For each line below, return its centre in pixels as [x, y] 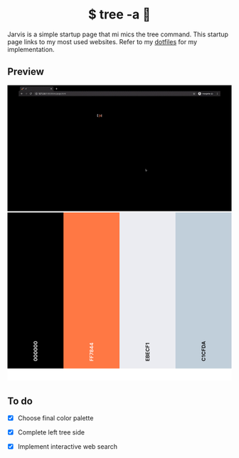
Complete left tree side [51, 432]
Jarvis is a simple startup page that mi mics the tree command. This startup [118, 34]
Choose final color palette [55, 418]
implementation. [31, 49]
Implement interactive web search [67, 447]
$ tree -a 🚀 [119, 15]
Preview [26, 72]
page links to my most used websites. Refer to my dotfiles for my [102, 41]
